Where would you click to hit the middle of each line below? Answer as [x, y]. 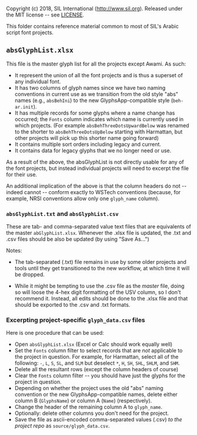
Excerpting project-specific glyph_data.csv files [76, 320]
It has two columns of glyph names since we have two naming [90, 87]
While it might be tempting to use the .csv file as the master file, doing [99, 286]
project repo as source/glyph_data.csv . [62, 426]
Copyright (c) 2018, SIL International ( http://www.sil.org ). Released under [94, 9]
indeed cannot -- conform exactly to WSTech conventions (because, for [94, 192]
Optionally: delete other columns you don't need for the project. [92, 413]
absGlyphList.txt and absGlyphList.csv [62, 214]
